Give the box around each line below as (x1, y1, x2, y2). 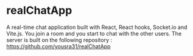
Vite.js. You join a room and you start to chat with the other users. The (6, 30, 182, 37)
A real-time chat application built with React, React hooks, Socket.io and (6, 23, 188, 31)
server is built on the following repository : (6, 36, 113, 43)
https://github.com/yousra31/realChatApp (6, 43, 111, 50)
